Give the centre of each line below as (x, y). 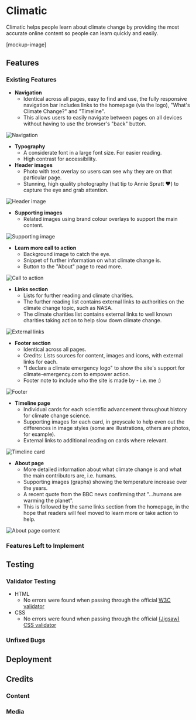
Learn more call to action (45, 248)
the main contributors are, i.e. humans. (70, 475)
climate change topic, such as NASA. (68, 308)
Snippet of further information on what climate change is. (92, 260)
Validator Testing (31, 581)
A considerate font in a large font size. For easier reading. (92, 152)
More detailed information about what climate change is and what (102, 469)
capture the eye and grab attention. (66, 190)
